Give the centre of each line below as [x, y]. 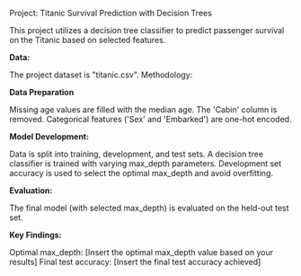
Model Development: [49, 137]
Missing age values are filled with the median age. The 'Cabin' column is [143, 110]
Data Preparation [42, 92]
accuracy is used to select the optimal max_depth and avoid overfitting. [142, 173]
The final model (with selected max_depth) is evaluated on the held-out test [149, 208]
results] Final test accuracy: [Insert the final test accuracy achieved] [135, 262]
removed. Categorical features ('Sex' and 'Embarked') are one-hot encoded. [150, 119]
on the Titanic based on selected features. [88, 40]
